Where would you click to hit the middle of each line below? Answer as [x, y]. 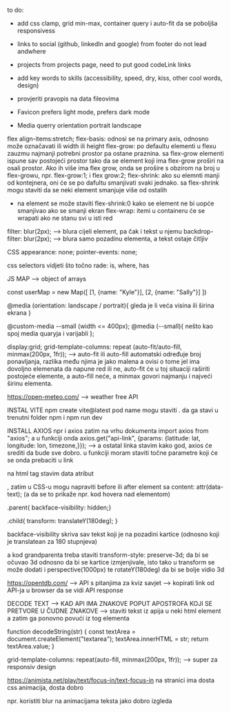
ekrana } [19, 313]
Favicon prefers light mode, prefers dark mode [83, 112]
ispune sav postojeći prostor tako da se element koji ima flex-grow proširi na [115, 161]
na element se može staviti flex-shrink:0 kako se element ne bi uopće [115, 203]
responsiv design [32, 667]
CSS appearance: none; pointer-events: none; [72, 252]
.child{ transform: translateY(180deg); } [63, 521]
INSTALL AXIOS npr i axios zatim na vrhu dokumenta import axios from [108, 431]
